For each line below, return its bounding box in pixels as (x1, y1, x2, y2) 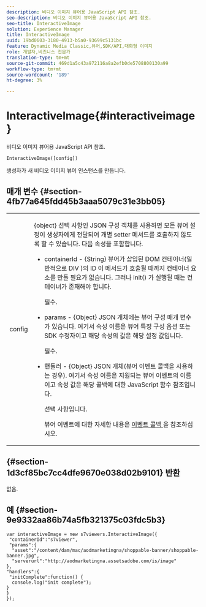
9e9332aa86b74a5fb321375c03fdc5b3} (6, 515, 166, 526)
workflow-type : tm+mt (6, 66, 62, 72)
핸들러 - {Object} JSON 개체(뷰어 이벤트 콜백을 (44, 362, 175, 371)
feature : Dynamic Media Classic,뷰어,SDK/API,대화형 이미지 (6, 43, 153, 50)
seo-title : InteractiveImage (6, 20, 81, 26)
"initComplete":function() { (9, 574, 84, 580)
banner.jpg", (6, 552, 40, 559)
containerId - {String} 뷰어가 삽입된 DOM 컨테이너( (44, 255, 187, 263)
